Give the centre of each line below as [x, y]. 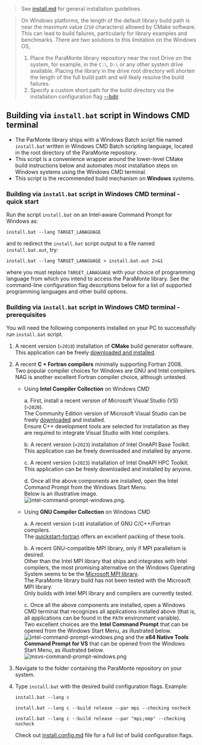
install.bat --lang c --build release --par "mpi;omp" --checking [100, 719]
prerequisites [26, 315]
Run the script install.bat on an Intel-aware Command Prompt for [89, 215]
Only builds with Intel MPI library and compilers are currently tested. [108, 594]
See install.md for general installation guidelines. [81, 9]
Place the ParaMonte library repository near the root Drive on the [111, 58]
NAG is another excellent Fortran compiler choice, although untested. [101, 377]
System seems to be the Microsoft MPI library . [81, 574]
